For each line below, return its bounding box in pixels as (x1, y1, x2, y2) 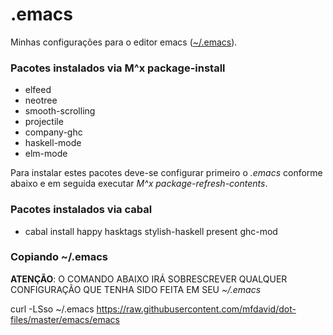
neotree (24, 94, 58, 107)
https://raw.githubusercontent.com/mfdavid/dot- (96, 303, 297, 315)
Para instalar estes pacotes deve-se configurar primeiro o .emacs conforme (10, 167, 323, 179)
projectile (24, 116, 64, 128)
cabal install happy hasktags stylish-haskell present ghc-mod (24, 225, 278, 237)
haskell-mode (24, 137, 82, 149)
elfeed (24, 84, 52, 96)
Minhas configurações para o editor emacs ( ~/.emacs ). (10, 36, 238, 48)
